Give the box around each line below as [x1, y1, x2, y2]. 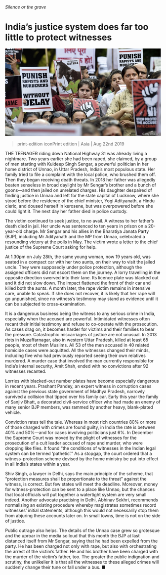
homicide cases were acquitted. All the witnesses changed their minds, [5, 348, 150, 354]
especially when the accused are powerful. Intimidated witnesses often [5, 316, 150, 322]
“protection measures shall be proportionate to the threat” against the [5, 476, 147, 482]
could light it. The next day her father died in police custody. [5, 208, 127, 215]
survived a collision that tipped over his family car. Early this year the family [5, 394, 159, 400]
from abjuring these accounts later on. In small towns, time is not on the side [5, 513, 161, 519]
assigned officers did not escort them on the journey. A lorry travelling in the [5, 269, 161, 275]
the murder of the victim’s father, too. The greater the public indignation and [5, 554, 160, 560]
